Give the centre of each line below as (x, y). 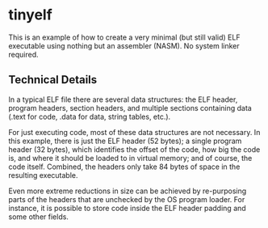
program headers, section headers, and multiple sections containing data (130, 108)
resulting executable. (43, 175)
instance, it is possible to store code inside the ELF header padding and (127, 208)
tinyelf (30, 15)
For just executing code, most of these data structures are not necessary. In (134, 132)
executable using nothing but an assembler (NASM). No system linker (124, 45)
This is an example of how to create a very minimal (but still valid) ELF (124, 37)
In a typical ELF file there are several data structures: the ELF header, (123, 99)
